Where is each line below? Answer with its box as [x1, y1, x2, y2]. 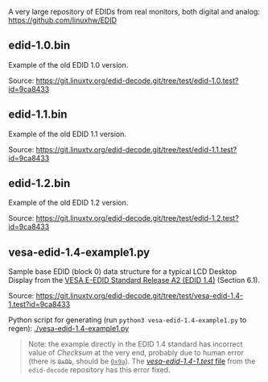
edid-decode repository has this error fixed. [27, 365, 171, 375]
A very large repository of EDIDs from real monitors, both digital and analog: [8, 7, 260, 16]
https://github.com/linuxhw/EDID [8, 15, 118, 25]
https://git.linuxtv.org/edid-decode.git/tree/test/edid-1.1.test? [35, 144, 237, 154]
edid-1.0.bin [8, 39, 71, 52]
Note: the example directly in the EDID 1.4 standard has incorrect [27, 339, 243, 349]
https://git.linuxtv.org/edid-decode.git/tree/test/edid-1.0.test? [35, 76, 239, 85]
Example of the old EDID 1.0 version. [8, 60, 129, 69]
